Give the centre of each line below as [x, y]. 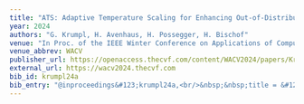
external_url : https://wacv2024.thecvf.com [93, 69]
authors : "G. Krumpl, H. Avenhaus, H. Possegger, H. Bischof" [129, 34]
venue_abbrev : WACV [46, 52]
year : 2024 [30, 26]
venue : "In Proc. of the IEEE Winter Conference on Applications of [141, 43]
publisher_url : [38, 60]
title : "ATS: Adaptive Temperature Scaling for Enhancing [121, 18]
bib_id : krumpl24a [44, 77]
